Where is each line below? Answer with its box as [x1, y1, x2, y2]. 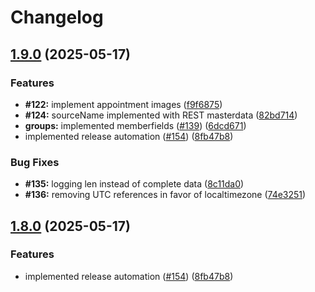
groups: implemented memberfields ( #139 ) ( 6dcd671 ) [24, 119, 247, 131]
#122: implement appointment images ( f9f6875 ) [24, 98, 223, 110]
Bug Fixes [10, 155, 60, 169]
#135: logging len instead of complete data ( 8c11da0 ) [24, 178, 245, 190]
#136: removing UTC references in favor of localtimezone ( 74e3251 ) [24, 189, 307, 201]
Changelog [10, 6, 104, 29]
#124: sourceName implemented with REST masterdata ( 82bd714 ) [24, 109, 298, 121]
